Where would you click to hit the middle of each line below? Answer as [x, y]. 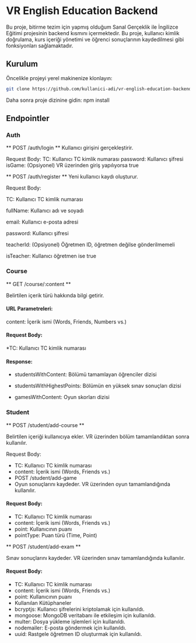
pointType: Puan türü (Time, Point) [56, 535]
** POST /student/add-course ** [45, 425]
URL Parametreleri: [29, 309]
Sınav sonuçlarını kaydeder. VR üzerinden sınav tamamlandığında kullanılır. [96, 558]
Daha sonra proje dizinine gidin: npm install [58, 100]
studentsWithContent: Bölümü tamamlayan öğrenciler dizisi [85, 374]
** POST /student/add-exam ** [43, 546]
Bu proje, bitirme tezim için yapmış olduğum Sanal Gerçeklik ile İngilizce [92, 27]
